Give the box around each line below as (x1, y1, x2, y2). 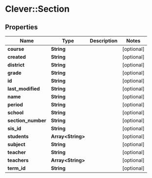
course (7, 45, 24, 52)
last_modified (7, 86, 40, 92)
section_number (7, 117, 46, 124)
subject (7, 141, 26, 148)
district (7, 62, 25, 68)
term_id (7, 165, 26, 172)
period (7, 101, 23, 108)
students (7, 133, 29, 140)
